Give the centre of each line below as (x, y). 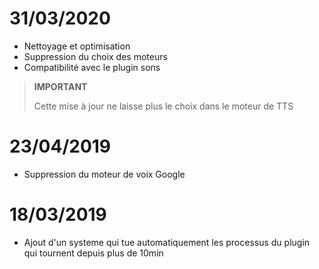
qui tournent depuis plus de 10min (93, 253)
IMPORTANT (60, 86)
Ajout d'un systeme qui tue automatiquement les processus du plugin (167, 242)
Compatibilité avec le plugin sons (92, 67)
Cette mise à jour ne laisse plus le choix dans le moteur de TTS (163, 106)
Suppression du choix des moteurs (95, 56)
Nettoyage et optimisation (77, 46)
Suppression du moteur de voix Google (104, 174)
